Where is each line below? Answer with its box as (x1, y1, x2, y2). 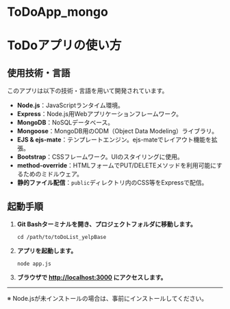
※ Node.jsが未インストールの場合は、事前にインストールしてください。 (7, 295, 207, 302)
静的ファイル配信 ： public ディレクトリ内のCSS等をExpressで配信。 (16, 179, 208, 187)
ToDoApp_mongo (7, 4, 108, 20)
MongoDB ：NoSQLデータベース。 (16, 118, 114, 127)
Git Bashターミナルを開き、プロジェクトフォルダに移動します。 (16, 220, 197, 228)
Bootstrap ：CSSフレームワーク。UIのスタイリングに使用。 (16, 152, 183, 161)
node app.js (16, 260, 51, 267)
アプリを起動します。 (16, 247, 77, 255)
